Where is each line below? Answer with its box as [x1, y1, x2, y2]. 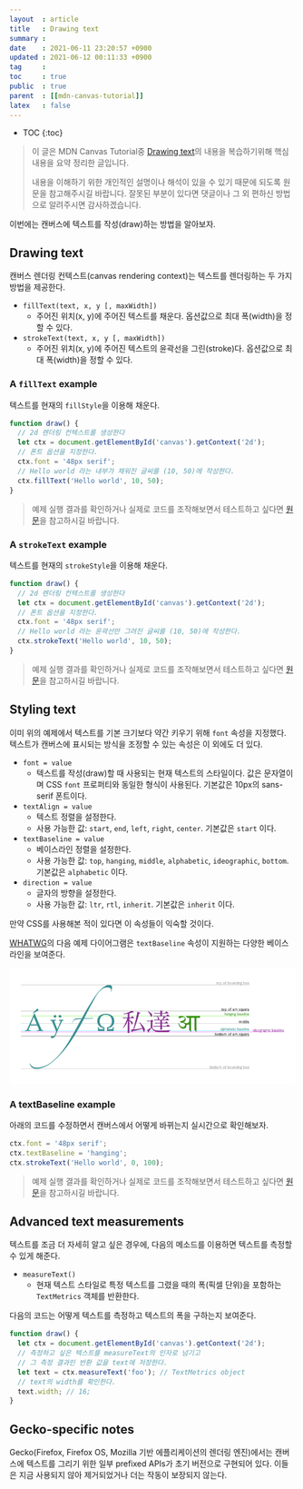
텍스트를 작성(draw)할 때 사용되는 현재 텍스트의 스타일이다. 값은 [35, 768, 262, 779]
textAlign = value [22, 802, 93, 811]
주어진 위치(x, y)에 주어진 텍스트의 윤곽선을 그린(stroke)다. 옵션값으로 [35, 343, 284, 354]
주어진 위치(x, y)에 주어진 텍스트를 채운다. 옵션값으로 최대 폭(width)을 [35, 311, 283, 322]
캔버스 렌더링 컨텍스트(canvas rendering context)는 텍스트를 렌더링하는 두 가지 [9, 271, 293, 282]
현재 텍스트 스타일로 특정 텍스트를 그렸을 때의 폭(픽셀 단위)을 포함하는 [35, 1279, 282, 1290]
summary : [9, 34, 47, 43]
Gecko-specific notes [9, 1422, 134, 1437]
